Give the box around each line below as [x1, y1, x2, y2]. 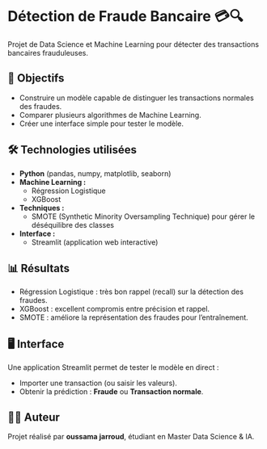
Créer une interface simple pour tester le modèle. [19, 119, 184, 128]
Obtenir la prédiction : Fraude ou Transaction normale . [19, 387, 204, 397]
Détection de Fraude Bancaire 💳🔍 [7, 7, 244, 26]
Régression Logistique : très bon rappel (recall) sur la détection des [19, 287, 244, 296]
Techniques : [19, 203, 65, 212]
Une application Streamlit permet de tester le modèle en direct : [7, 363, 219, 372]
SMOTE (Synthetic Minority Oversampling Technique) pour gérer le [31, 212, 256, 221]
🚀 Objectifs [7, 71, 65, 86]
